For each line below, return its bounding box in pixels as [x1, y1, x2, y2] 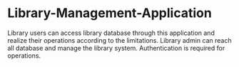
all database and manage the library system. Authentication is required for [7, 43, 225, 52]
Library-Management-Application [7, 5, 212, 21]
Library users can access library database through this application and [7, 29, 215, 37]
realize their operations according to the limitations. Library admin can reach [7, 36, 232, 44]
